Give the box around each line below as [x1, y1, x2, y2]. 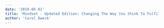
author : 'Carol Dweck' [5, 16, 51, 20]
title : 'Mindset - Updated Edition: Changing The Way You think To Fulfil [5, 11, 161, 16]
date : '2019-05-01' [5, 7, 45, 12]
